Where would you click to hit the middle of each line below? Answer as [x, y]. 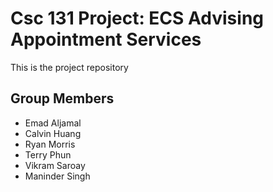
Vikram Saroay [55, 165]
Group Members [62, 98]
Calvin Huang [53, 133]
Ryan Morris [50, 144]
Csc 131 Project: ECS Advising [137, 18]
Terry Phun [48, 154]
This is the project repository [69, 67]
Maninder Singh [57, 176]
